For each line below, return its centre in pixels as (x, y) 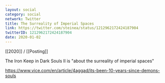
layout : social (21, 10)
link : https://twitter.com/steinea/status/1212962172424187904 (72, 28)
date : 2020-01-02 (23, 38)
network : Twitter (23, 19)
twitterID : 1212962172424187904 (38, 33)
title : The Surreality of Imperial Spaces (50, 23)
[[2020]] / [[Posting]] (27, 51)
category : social (23, 14)
